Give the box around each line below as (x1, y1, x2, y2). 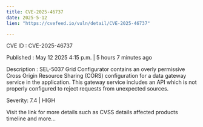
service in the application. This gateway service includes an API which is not (6, 78, 197, 86)
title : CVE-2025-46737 (6, 9, 64, 15)
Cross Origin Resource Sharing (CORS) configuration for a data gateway (6, 72, 187, 80)
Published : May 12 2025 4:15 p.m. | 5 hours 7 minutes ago (6, 54, 153, 61)
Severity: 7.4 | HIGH (6, 97, 56, 104)
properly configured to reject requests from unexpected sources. (6, 85, 169, 92)
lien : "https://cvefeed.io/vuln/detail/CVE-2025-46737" (6, 20, 150, 26)
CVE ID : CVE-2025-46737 (6, 42, 73, 49)
